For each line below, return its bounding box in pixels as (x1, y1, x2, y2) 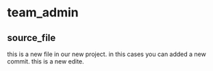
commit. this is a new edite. (7, 57, 84, 66)
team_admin (7, 5, 79, 20)
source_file (7, 32, 56, 44)
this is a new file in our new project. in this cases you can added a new (7, 50, 207, 58)
